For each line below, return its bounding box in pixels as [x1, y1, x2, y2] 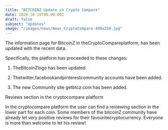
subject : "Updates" [5, 21, 46, 27]
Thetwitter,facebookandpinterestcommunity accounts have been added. [12, 75, 162, 81]
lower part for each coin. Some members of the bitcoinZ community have [5, 109, 157, 115]
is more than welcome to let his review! [5, 120, 87, 126]
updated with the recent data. [5, 45, 67, 51]
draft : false [5, 17, 33, 22]
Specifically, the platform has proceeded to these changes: [5, 55, 128, 61]
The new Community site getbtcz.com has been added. [12, 84, 128, 91]
